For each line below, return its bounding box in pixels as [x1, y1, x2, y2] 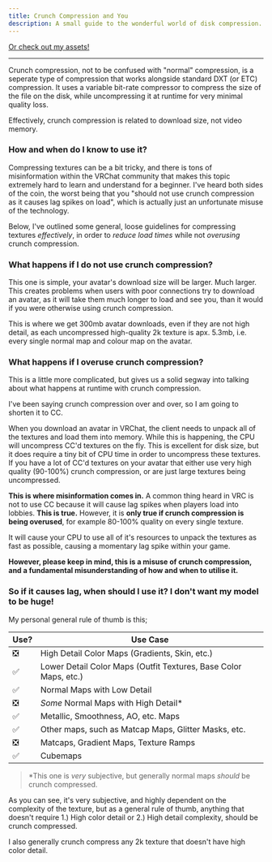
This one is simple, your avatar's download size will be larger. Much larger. [8, 278, 257, 287]
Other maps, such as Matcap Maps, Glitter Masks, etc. [40, 723, 246, 735]
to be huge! [8, 596, 54, 607]
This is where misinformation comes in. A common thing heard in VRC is [8, 491, 254, 501]
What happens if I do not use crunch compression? [8, 259, 213, 270]
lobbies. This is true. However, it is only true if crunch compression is [8, 508, 244, 518]
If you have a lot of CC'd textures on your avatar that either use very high [8, 458, 253, 468]
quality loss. [8, 99, 49, 110]
